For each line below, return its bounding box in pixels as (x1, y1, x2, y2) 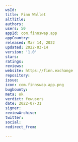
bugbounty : (5, 87, 28, 92)
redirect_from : (5, 124, 37, 129)
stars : (5, 54, 19, 59)
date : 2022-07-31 (5, 101, 42, 106)
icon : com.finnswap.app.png (5, 82, 64, 87)
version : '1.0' (5, 49, 37, 54)
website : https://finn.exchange (5, 68, 73, 74)
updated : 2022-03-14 (5, 45, 49, 50)
